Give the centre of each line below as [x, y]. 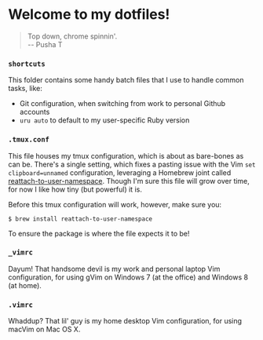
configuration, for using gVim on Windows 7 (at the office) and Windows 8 [128, 277]
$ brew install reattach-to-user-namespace [80, 219]
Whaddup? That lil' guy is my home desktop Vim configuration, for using [125, 321]
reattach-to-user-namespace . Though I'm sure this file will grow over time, [129, 181]
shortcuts [27, 64]
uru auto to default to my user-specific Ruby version [104, 120]
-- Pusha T [45, 44]
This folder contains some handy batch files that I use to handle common [126, 80]
